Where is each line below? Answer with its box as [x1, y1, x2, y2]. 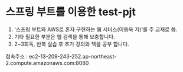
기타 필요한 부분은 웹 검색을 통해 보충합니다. [14, 33, 116, 40]
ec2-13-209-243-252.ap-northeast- [28, 53, 117, 60]
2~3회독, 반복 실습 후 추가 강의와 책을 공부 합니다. [14, 40, 129, 47]
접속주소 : [5, 53, 28, 60]
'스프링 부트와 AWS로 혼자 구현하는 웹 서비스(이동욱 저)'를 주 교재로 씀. [14, 26, 178, 33]
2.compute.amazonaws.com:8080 [5, 59, 89, 66]
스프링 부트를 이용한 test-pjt [5, 5, 136, 19]
